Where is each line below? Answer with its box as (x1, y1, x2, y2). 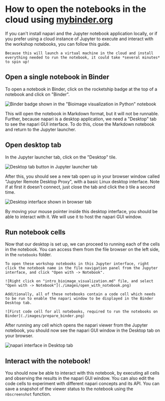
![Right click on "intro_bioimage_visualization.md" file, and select (5, 279, 154, 284)
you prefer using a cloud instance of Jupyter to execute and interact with (5, 36, 154, 42)
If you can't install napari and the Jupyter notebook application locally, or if (5, 30, 158, 36)
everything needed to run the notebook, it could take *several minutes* (5, 55, 161, 60)
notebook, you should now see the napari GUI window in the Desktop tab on (5, 327, 161, 333)
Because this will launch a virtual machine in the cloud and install (5, 51, 154, 56)
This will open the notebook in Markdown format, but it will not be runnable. (5, 110, 159, 116)
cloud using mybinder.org (5, 14, 113, 25)
